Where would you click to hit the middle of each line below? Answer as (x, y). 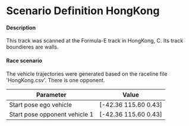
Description (21, 27)
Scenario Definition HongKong (83, 11)
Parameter (51, 95)
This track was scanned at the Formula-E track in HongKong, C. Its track (95, 41)
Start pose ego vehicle (41, 105)
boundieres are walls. (32, 47)
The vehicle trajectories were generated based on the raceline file (87, 74)
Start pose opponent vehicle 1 (51, 114)
